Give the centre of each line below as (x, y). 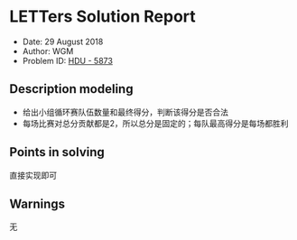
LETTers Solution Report (102, 17)
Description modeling (71, 89)
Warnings (37, 203)
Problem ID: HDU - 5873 (67, 60)
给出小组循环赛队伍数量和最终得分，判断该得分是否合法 (125, 112)
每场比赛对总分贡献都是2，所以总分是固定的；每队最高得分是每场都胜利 (155, 123)
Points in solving (57, 152)
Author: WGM (48, 51)
